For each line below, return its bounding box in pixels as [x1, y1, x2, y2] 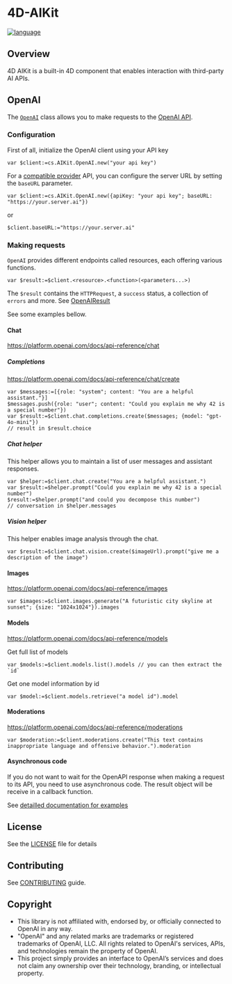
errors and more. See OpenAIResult [7, 297, 110, 305]
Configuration [7, 130, 56, 140]
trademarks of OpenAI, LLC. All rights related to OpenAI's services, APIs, [17, 939, 226, 948]
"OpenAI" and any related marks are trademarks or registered [17, 932, 194, 940]
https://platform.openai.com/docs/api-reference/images [7, 584, 168, 593]
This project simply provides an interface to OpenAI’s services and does [17, 954, 224, 962]
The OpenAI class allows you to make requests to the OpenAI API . [7, 113, 193, 121]
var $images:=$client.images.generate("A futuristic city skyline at [7, 598, 213, 605]
